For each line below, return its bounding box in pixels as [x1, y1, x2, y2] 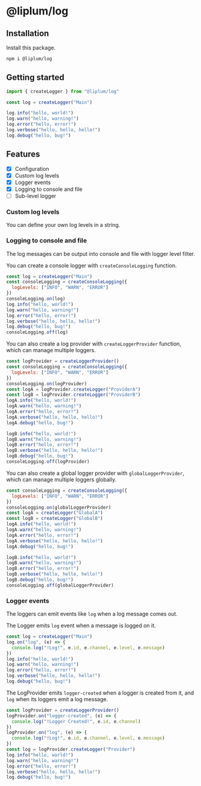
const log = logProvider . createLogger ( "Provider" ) [6, 746, 136, 753]
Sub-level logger [14, 192, 56, 199]
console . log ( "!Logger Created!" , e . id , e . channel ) [11, 718, 141, 725]
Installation [6, 28, 49, 39]
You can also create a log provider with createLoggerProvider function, [6, 340, 182, 347]
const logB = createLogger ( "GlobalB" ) [6, 516, 103, 522]
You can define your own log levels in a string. [6, 221, 121, 229]
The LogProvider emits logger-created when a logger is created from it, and [6, 689, 194, 696]
